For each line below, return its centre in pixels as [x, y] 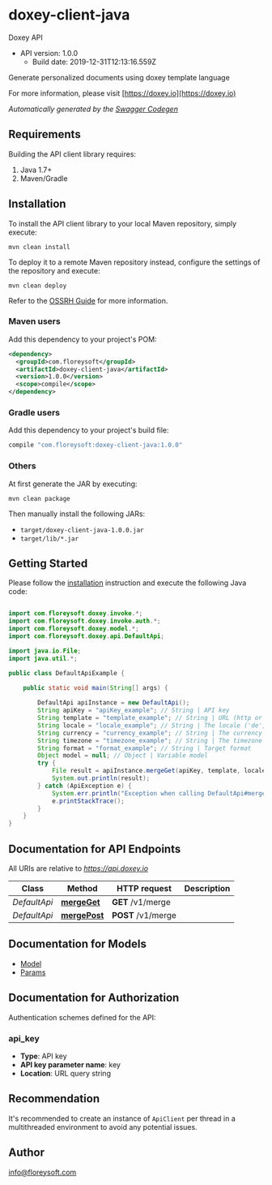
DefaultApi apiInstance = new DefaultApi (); [114, 703]
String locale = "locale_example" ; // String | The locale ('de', [152, 725]
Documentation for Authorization [94, 998]
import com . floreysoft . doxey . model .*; [74, 629]
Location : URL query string [66, 1073]
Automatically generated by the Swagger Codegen [93, 109]
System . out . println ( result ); [101, 778]
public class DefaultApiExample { [67, 673]
